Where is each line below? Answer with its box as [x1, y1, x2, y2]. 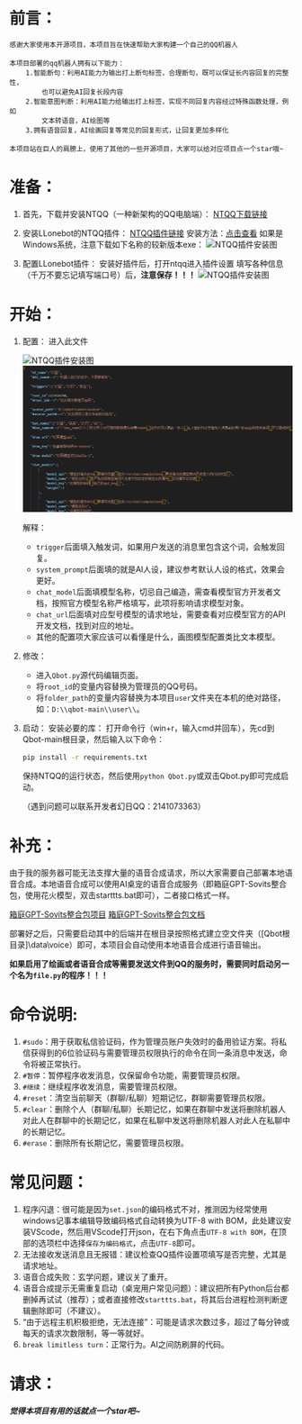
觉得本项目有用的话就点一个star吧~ [9, 1405, 141, 1416]
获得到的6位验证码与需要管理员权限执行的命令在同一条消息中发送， [30, 1047, 280, 1058]
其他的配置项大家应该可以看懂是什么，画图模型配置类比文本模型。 [35, 631, 280, 642]
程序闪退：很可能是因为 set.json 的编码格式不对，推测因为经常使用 [22, 1203, 268, 1214]
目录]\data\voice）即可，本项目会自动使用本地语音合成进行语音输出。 [9, 939, 267, 950]
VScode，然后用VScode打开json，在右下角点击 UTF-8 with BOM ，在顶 [30, 1226, 288, 1237]
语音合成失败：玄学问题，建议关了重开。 [22, 1271, 173, 1282]
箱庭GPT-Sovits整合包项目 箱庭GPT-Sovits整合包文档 [9, 909, 205, 920]
